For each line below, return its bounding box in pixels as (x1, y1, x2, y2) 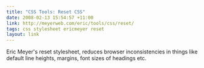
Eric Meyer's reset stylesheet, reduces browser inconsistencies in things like (6, 48, 198, 55)
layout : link (6, 32, 39, 38)
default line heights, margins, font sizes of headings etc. (6, 55, 147, 62)
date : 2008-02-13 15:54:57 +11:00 (6, 15, 94, 21)
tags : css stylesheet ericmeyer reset (6, 25, 104, 32)
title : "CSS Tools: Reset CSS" (6, 8, 86, 15)
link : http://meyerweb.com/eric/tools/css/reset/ (6, 20, 135, 26)
